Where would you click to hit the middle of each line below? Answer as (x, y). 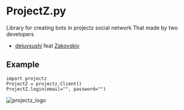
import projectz (26, 78)
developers (20, 34)
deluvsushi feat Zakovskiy (47, 46)
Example (23, 65)
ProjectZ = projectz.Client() (44, 84)
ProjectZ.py (36, 11)
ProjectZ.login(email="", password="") (56, 89)
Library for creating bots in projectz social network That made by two (92, 28)
